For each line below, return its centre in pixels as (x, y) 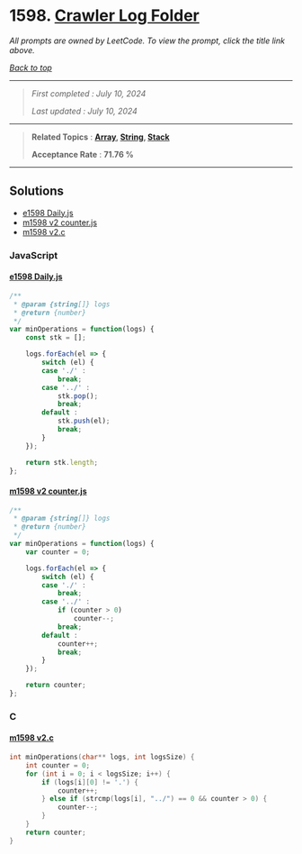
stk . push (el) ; (84, 421)
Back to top (31, 68)
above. (22, 50)
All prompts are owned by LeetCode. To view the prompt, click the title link (147, 41)
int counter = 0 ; (58, 765)
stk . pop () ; (78, 396)
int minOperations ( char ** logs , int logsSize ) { (102, 758)
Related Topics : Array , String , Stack (100, 137)
